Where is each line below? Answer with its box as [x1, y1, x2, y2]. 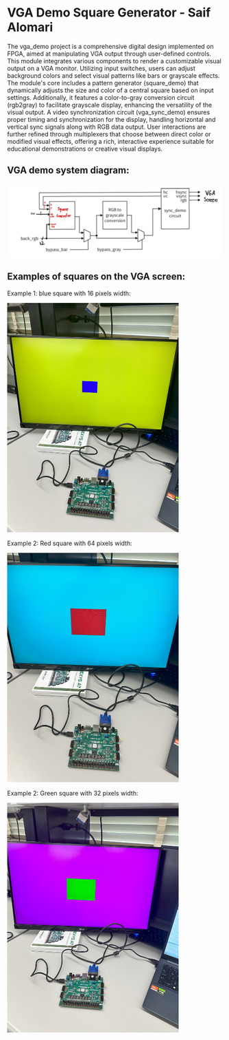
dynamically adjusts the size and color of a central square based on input [7, 86, 214, 94]
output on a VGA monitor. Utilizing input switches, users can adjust [7, 64, 195, 72]
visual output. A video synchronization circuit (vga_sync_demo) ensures [7, 108, 210, 116]
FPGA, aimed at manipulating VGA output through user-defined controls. [7, 50, 211, 58]
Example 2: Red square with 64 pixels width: [7, 539, 132, 548]
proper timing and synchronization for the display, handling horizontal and [7, 115, 216, 123]
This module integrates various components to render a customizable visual [7, 56, 221, 65]
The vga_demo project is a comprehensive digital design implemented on [7, 42, 214, 50]
